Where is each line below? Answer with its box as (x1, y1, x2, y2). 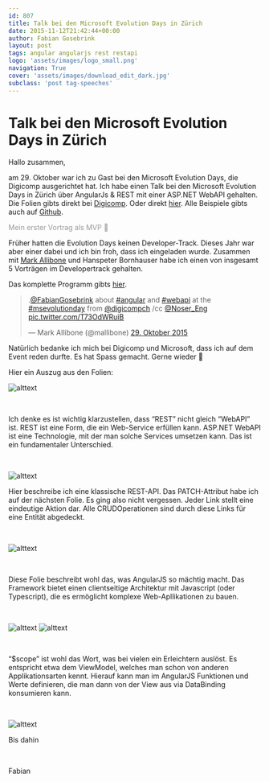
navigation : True (8, 64, 67, 72)
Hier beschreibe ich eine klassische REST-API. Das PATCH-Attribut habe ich (8, 487, 259, 496)
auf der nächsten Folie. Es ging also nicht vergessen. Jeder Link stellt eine (8, 496, 255, 505)
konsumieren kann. (8, 689, 72, 698)
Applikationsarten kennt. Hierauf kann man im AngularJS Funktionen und (8, 671, 249, 681)
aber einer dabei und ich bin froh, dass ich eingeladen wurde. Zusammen (8, 247, 251, 257)
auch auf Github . (8, 207, 64, 217)
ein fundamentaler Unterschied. (8, 440, 114, 450)
